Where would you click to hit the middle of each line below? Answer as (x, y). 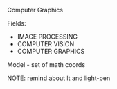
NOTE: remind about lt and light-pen (59, 78)
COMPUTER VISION (46, 44)
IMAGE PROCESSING (47, 37)
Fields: (17, 23)
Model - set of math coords (46, 65)
